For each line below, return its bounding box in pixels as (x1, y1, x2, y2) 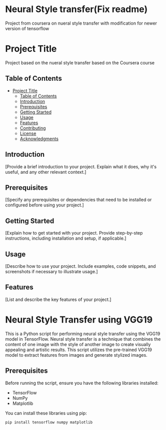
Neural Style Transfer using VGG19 (5, 314, 153, 325)
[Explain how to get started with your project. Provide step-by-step (5, 230, 143, 236)
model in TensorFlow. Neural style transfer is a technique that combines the (5, 336, 161, 342)
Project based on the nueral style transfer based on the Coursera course (5, 59, 155, 66)
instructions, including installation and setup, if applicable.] (5, 235, 126, 242)
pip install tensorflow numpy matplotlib (5, 419, 93, 425)
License (19, 130, 36, 136)
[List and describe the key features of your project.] (5, 296, 111, 302)
